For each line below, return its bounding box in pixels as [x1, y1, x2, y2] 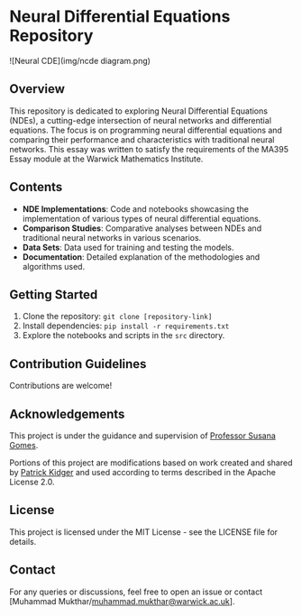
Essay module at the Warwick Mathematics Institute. [9, 153, 204, 164]
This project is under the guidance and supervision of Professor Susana [9, 430, 277, 441]
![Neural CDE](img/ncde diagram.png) [9, 55, 151, 66]
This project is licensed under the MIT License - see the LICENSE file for [9, 526, 278, 538]
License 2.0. [9, 476, 55, 487]
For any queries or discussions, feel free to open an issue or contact [9, 586, 263, 597]
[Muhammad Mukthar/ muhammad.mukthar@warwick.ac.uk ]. [9, 595, 235, 606]
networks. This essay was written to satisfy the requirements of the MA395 [9, 143, 288, 154]
